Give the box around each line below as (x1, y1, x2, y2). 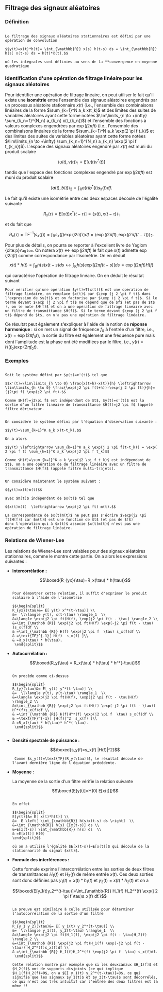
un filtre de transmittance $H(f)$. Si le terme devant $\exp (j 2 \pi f (5, 308, 158, 313)
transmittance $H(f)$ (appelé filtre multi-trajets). (5, 466, 116, 471)
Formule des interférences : (12, 856, 69, 862)
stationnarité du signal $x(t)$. (12, 848, 80, 853)
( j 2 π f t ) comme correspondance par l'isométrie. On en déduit (5, 252, 126, 258)
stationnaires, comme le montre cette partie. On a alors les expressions (5, 553, 147, 559)
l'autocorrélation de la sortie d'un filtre (12, 911, 104, 916)
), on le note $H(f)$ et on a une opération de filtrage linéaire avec (5, 304, 153, 309)
